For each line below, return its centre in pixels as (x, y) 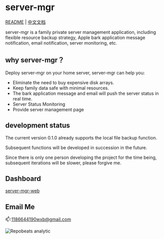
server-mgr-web (22, 191)
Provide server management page (48, 109)
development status (38, 126)
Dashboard (23, 178)
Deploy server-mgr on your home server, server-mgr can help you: (75, 73)
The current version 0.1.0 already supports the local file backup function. (81, 138)
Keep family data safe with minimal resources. (61, 88)
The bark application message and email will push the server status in (86, 93)
